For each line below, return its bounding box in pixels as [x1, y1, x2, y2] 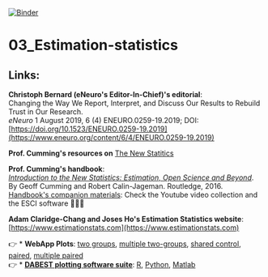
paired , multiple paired [8, 251, 83, 260]
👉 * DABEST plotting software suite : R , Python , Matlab [8, 260, 196, 269]
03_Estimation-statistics [8, 36, 178, 54]
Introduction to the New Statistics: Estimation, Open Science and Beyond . [8, 173, 254, 182]
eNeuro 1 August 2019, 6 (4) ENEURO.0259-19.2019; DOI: [8, 116, 199, 125]
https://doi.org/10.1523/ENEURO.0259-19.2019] [11, 124, 168, 134]
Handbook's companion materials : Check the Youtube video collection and [8, 190, 258, 199]
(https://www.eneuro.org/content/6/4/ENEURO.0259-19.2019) [8, 133, 215, 142]
